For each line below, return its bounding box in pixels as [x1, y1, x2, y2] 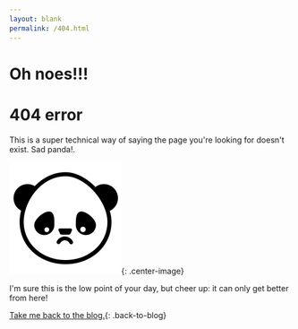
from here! [9, 292, 48, 303]
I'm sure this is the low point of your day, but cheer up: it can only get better [9, 282, 289, 293]
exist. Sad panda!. [9, 143, 76, 154]
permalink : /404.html [9, 23, 90, 33]
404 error [9, 104, 83, 125]
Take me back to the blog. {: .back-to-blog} [9, 309, 167, 320]
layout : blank [9, 14, 63, 23]
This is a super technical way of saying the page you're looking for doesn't [9, 134, 285, 145]
